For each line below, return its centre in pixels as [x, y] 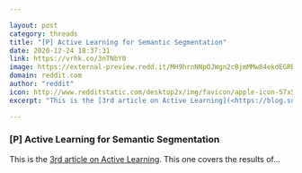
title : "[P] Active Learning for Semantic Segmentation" [118, 42]
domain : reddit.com [46, 76]
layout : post [34, 25]
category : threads [44, 34]
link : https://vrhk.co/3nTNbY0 [68, 59]
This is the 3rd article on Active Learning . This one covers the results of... [145, 159]
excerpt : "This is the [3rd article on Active [98, 100]
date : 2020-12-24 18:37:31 [60, 50]
